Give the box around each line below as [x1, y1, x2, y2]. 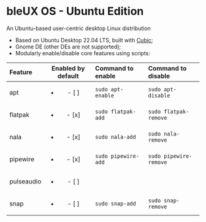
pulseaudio [9, 177, 42, 185]
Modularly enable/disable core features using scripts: [15, 49, 150, 56]
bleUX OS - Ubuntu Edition [6, 4, 144, 18]
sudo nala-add [94, 133, 136, 140]
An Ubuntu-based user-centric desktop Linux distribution [6, 25, 151, 32]
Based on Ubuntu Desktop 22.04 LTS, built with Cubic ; [15, 36, 153, 44]
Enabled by [51, 64, 85, 72]
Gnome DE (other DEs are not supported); [15, 43, 121, 50]
